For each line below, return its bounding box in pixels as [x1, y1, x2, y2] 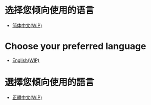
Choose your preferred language [5, 41, 146, 52]
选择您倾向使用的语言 [5, 5, 95, 16]
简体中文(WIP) [12, 22, 42, 28]
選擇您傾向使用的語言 [5, 77, 95, 88]
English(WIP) [12, 57, 40, 63]
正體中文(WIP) [12, 94, 42, 100]
